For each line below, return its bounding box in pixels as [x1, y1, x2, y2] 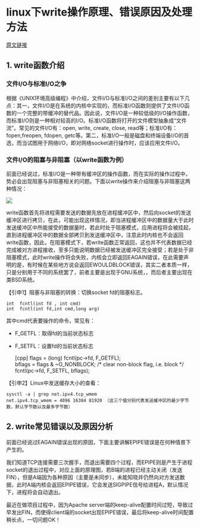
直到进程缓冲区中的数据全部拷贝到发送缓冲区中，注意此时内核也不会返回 [6, 231, 183, 239]
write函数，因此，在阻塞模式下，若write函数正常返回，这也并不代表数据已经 [6, 239, 192, 246]
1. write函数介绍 [6, 60, 65, 70]
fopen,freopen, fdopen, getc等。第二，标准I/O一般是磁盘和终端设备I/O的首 [6, 132, 189, 139]
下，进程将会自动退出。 [6, 488, 64, 496]
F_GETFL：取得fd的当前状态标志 [14, 329, 94, 337]
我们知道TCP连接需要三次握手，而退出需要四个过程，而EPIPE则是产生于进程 [6, 459, 193, 466]
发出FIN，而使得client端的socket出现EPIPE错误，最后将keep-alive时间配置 [11, 508, 194, 516]
